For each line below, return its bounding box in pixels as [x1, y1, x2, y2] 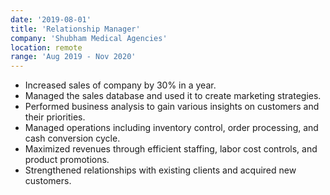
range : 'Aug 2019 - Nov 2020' [10, 52, 137, 62]
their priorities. [24, 111, 86, 123]
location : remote [10, 42, 83, 53]
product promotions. [24, 154, 110, 166]
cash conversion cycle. [24, 132, 121, 145]
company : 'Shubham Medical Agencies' [10, 33, 168, 43]
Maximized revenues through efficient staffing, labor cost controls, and [24, 143, 318, 155]
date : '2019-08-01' [10, 14, 92, 25]
